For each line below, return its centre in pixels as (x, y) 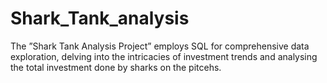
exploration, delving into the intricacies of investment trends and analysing (164, 56)
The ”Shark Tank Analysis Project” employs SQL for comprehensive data (160, 46)
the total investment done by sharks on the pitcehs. (116, 67)
